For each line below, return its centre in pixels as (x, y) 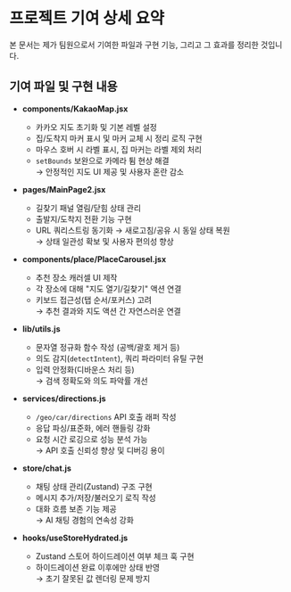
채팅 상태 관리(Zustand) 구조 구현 (94, 486)
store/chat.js (46, 468)
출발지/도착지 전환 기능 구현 (83, 218)
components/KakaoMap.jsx (75, 109)
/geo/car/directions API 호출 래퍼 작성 (106, 416)
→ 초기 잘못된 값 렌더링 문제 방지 (93, 578)
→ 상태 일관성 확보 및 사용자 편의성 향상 (104, 241)
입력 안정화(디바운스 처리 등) (85, 369)
